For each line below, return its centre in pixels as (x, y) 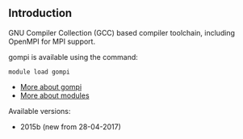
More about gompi (51, 86)
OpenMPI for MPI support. (52, 41)
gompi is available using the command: (73, 57)
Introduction (40, 13)
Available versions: (40, 111)
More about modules (55, 95)
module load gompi (39, 72)
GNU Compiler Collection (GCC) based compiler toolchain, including (122, 32)
